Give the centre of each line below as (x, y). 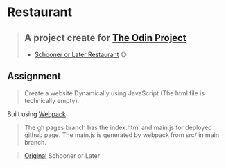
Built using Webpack (36, 114)
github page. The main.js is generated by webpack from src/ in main (122, 135)
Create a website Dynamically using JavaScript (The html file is (114, 93)
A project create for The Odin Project (105, 38)
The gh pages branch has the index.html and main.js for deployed (118, 127)
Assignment (34, 76)
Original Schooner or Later (62, 156)
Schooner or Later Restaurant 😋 (81, 54)
